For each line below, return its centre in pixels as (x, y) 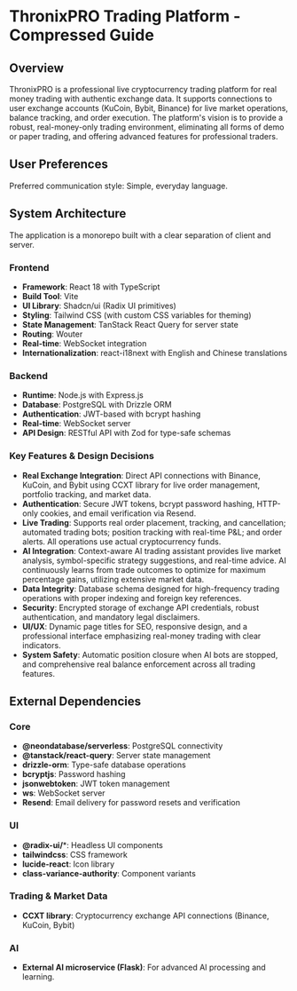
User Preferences (59, 165)
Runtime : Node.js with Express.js (82, 395)
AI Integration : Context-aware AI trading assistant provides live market (152, 551)
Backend (29, 376)
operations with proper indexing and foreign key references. (132, 598)
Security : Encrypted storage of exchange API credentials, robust (141, 607)
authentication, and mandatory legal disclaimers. (111, 617)
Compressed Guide (82, 35)
